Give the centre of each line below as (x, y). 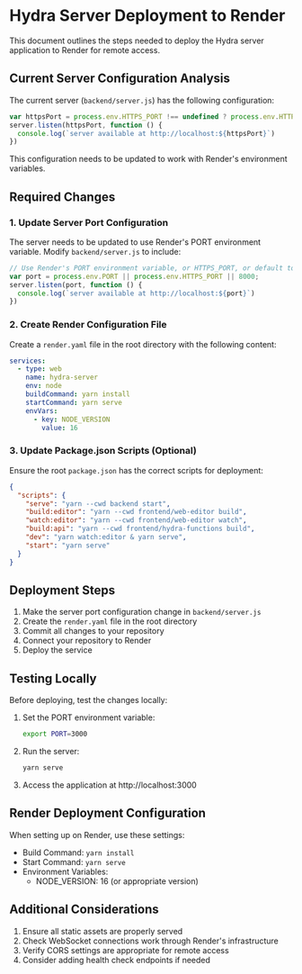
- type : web (40, 369)
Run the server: (51, 752)
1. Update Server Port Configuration (89, 222)
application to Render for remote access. (84, 50)
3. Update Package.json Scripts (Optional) (103, 451)
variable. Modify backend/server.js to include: (95, 251)
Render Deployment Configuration (108, 813)
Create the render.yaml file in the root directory (110, 621)
